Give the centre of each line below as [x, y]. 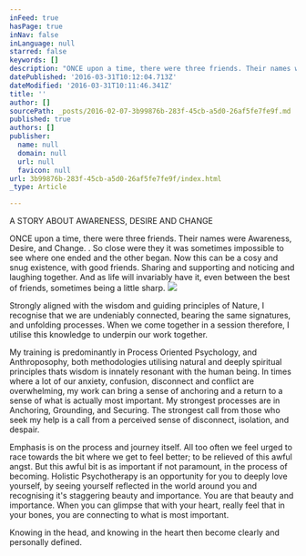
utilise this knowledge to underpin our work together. [108, 335]
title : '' [28, 94]
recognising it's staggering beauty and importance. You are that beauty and [152, 496]
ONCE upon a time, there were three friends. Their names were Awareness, [151, 238]
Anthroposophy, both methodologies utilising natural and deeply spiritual [146, 362]
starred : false [38, 52]
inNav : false [34, 35]
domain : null [42, 153]
